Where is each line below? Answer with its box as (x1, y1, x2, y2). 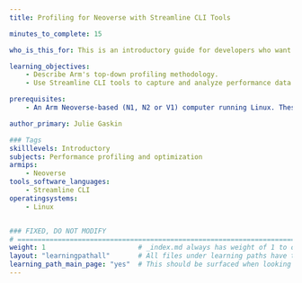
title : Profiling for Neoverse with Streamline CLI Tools (9, 13, 231, 22)
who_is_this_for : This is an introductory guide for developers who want (9, 46, 292, 55)
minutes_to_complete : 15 (9, 29, 102, 39)
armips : (9, 161, 39, 170)
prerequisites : (9, 95, 67, 104)
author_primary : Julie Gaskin (9, 119, 123, 128)
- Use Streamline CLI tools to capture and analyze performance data (25, 78, 292, 88)
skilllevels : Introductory (9, 144, 111, 153)
